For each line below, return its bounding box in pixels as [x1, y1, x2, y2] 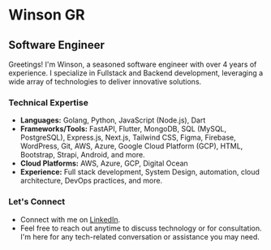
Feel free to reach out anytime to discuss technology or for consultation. [19, 223, 262, 233]
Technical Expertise [8, 97, 89, 108]
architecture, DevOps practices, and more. [19, 176, 163, 186]
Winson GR [8, 6, 85, 24]
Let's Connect [8, 196, 66, 208]
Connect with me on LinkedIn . [19, 214, 121, 224]
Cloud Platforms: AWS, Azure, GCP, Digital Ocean [19, 158, 188, 168]
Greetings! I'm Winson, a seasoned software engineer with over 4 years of [8, 59, 257, 69]
